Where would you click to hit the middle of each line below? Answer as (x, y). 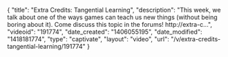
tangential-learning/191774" (47, 46)
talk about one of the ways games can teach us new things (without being (112, 17)
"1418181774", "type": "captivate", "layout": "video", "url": (88, 39)
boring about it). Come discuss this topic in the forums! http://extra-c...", (110, 24)
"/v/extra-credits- (196, 39)
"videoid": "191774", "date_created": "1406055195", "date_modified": (105, 32)
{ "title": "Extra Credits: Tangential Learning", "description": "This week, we (114, 10)
